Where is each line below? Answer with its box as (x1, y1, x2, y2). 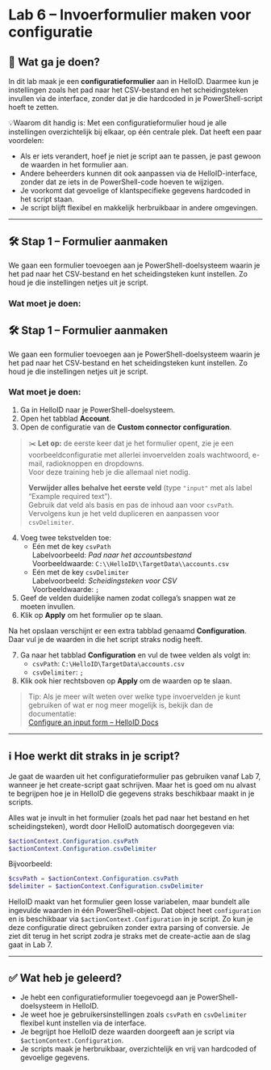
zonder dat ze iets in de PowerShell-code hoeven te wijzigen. (19, 177, 224, 187)
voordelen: (8, 136, 44, 145)
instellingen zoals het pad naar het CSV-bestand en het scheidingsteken (8, 85, 248, 95)
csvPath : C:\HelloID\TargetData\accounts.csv (31, 658, 186, 668)
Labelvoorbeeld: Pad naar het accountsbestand (31, 550, 192, 560)
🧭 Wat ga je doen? (8, 55, 101, 69)
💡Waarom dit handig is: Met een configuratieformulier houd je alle (8, 118, 227, 127)
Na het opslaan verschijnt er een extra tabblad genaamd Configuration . (8, 625, 248, 636)
